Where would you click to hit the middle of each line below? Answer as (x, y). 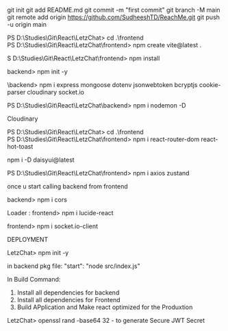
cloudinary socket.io (55, 92)
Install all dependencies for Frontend (69, 300)
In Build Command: (34, 279)
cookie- (210, 85)
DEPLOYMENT (28, 240)
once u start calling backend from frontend (67, 186)
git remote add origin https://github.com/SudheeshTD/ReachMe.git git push (114, 17)
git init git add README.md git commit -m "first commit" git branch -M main (114, 10)
